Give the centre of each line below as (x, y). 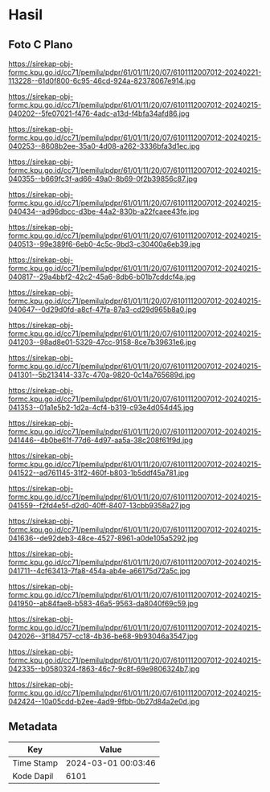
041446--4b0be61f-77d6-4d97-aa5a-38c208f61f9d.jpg (100, 440)
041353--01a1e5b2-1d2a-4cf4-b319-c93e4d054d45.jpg (101, 407)
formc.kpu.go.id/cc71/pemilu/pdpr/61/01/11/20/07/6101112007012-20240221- (135, 72)
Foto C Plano (41, 45)
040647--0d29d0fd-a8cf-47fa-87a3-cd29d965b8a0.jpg (102, 310)
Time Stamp (35, 763)
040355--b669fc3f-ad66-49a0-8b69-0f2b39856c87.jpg (103, 179)
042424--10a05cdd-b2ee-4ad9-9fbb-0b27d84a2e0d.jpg (104, 702)
